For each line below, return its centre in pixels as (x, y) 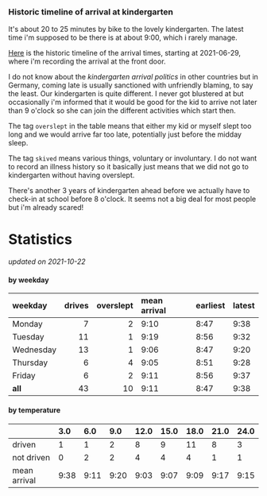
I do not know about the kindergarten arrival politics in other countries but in (133, 77)
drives (76, 306)
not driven (31, 457)
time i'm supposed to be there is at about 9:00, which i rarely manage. (123, 37)
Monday (28, 324)
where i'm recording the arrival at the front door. (87, 61)
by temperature (35, 410)
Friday (24, 376)
